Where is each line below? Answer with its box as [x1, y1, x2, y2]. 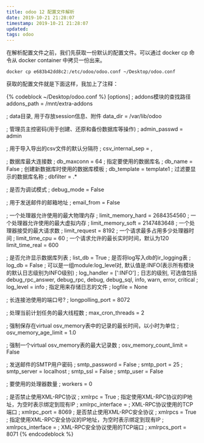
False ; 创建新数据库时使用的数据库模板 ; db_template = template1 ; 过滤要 [6, 166, 191, 173]
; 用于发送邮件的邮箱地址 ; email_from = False [6, 199, 121, 206]
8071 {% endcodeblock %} [6, 430, 74, 438]
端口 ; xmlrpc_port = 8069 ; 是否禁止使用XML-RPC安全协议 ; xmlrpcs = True [6, 408, 197, 416]
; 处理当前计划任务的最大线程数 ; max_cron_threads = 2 [6, 309, 145, 316]
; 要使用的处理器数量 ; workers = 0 [6, 380, 93, 388]
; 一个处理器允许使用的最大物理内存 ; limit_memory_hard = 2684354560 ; [6, 212, 190, 219]
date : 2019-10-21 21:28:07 [6, 15, 75, 21]
